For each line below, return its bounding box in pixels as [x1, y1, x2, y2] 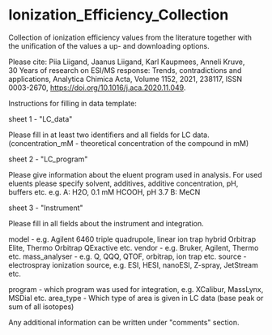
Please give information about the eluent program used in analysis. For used [8, 170, 263, 179]
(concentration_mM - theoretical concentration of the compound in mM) [8, 138, 249, 148]
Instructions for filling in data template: [8, 98, 138, 108]
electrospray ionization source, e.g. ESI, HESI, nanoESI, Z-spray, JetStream [8, 260, 259, 269]
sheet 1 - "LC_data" [8, 114, 73, 123]
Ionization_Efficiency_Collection [8, 6, 229, 24]
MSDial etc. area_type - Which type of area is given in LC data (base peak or [8, 293, 264, 303]
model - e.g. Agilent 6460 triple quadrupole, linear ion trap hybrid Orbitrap [8, 234, 257, 244]
